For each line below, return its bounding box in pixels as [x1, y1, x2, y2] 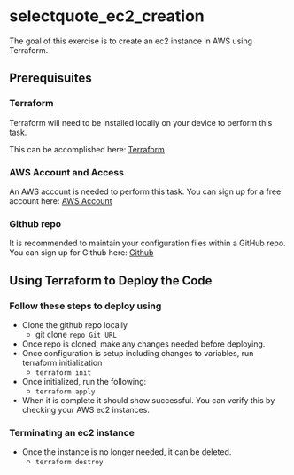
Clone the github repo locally [21, 319, 128, 330]
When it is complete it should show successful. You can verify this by [21, 394, 275, 405]
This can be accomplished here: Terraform [9, 144, 166, 154]
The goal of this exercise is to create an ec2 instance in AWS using [9, 35, 253, 46]
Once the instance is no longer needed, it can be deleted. [21, 447, 232, 457]
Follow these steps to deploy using [9, 300, 162, 312]
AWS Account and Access [9, 166, 124, 178]
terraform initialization [21, 357, 103, 368]
